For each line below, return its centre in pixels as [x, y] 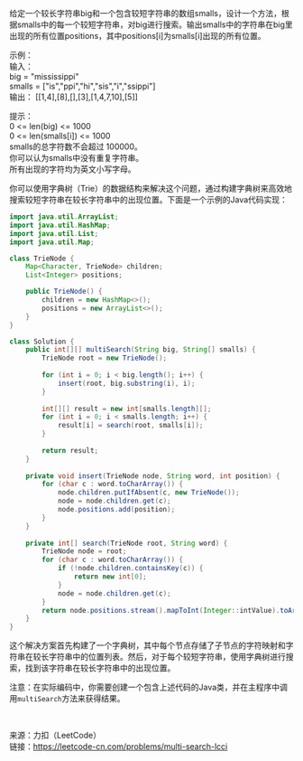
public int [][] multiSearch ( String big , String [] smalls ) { [141, 350]
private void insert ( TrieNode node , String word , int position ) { [153, 476]
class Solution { [42, 342]
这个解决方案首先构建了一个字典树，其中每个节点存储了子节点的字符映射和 [147, 645]
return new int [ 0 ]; [110, 577]
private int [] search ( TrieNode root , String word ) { [127, 543]
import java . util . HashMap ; [60, 225]
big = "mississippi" [44, 76]
